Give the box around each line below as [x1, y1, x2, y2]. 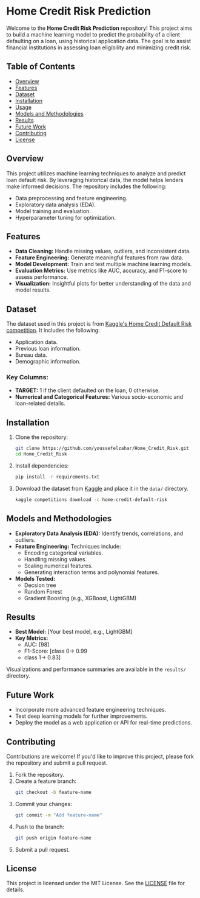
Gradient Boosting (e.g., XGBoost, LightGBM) [24, 594, 137, 602]
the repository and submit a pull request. [6, 759, 108, 766]
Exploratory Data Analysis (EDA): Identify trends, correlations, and [15, 530, 184, 537]
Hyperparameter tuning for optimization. [15, 214, 116, 221]
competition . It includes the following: [6, 327, 100, 334]
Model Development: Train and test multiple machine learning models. [15, 261, 192, 268]
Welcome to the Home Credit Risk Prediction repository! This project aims [6, 24, 192, 32]
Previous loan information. [15, 345, 81, 353]
